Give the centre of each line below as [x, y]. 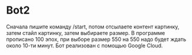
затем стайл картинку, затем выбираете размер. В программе [86, 33]
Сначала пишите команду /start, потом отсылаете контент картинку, [93, 27]
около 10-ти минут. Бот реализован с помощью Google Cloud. [84, 46]
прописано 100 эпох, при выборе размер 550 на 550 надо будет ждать [96, 39]
